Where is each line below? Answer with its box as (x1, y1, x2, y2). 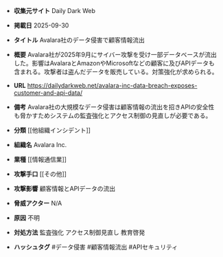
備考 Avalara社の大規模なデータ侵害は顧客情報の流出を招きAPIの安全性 (13, 103, 215, 111)
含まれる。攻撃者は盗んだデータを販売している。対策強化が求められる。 (13, 68, 218, 76)
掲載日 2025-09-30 (13, 21, 69, 30)
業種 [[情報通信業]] (13, 155, 67, 164)
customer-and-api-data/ (13, 89, 83, 97)
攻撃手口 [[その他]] (13, 170, 67, 178)
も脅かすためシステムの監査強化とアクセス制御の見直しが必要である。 (13, 111, 212, 120)
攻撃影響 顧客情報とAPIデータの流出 (13, 185, 116, 192)
